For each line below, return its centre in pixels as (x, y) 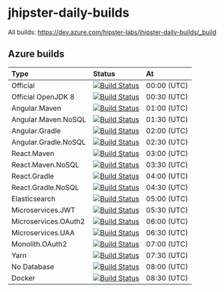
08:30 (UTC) (167, 278)
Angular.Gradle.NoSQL (49, 142)
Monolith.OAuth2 (39, 244)
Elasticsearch (33, 199)
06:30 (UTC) (167, 233)
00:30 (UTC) (167, 97)
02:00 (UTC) (167, 130)
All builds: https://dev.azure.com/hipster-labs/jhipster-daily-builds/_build (112, 32)
